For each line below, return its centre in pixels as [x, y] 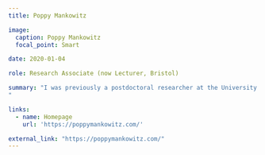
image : [19, 30]
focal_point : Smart [48, 45]
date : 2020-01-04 [37, 59]
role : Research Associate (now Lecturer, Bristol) [94, 74]
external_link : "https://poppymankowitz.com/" [86, 139]
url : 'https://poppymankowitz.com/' [83, 124]
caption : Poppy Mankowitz [58, 37]
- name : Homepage [44, 117]
